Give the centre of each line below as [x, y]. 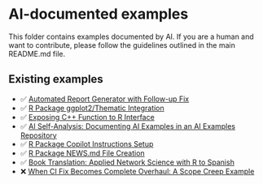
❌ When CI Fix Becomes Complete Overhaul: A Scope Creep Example [137, 171]
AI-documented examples [99, 14]
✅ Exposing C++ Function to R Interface [87, 117]
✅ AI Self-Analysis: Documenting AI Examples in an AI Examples [128, 126]
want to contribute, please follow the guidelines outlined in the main [122, 45]
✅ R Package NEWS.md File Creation [82, 153]
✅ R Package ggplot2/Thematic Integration [92, 108]
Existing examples [56, 79]
